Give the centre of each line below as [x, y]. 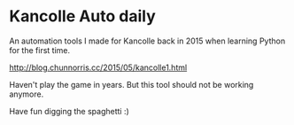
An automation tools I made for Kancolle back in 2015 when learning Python [147, 41]
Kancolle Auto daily [83, 16]
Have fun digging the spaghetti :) [70, 111]
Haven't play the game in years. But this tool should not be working [132, 84]
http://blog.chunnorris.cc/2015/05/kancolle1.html [98, 67]
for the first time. [40, 50]
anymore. [27, 94]
